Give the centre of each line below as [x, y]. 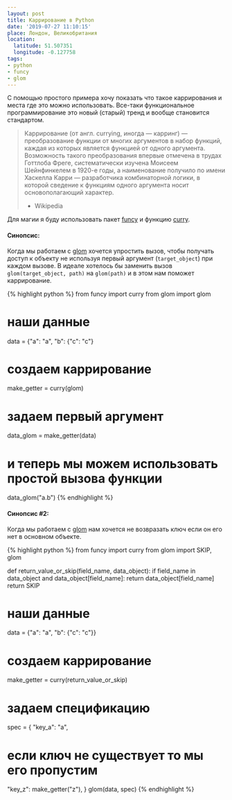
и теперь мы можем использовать [113, 464]
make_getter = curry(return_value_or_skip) [68, 680]
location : [21, 40]
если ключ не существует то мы [106, 755]
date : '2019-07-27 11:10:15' [49, 26]
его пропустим [53, 770]
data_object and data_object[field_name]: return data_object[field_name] [111, 578]
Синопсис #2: [28, 513]
